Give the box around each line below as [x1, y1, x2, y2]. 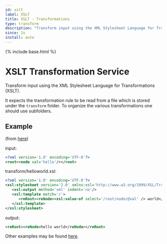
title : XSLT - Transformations [5, 16, 70, 21]
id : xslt [5, 7, 23, 12]
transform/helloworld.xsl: [5, 168, 57, 174]
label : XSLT [5, 12, 30, 17]
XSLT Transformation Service [5, 66, 130, 78]
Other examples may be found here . [5, 233, 79, 239]
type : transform [5, 21, 39, 26]
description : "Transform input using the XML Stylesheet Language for [5, 26, 155, 31]
